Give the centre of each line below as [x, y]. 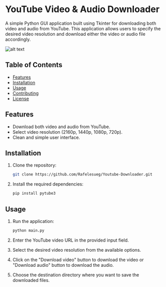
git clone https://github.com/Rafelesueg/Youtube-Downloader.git [82, 175]
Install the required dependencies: [48, 184]
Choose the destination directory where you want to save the [76, 275]
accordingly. [18, 39]
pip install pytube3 [34, 193]
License [21, 98]
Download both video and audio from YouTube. [61, 127]
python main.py [28, 231]
